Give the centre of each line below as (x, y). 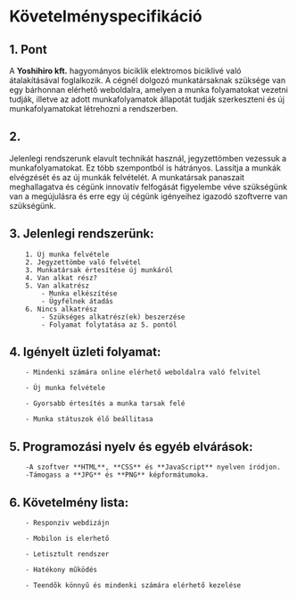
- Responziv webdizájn (67, 523)
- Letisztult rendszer (67, 554)
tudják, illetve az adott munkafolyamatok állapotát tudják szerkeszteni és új (147, 99)
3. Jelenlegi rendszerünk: (82, 234)
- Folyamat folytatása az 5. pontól (109, 324)
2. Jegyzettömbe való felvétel (83, 262)
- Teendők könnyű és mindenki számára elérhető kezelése (133, 586)
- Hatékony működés (62, 570)
